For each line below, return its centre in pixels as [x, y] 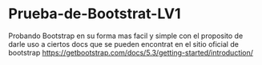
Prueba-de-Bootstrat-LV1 [95, 14]
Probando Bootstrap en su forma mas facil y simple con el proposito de [126, 36]
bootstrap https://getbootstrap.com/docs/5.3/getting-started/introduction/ [131, 52]
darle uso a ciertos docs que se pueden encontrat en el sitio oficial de [123, 44]
